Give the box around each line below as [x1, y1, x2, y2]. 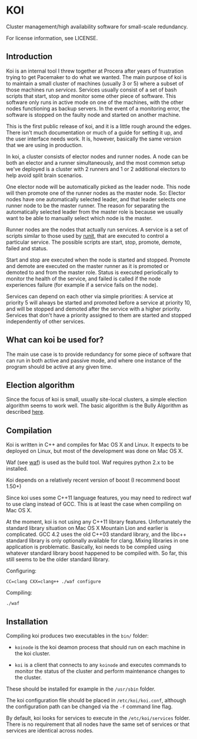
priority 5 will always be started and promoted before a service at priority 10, [6, 299, 192, 306]
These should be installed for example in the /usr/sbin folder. [6, 685, 156, 692]
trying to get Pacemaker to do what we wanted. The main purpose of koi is [6, 73, 187, 80]
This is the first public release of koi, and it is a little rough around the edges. [6, 122, 192, 130]
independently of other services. [6, 318, 85, 325]
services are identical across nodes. [6, 727, 94, 734]
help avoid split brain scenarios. [6, 172, 84, 179]
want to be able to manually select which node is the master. [6, 214, 153, 221]
